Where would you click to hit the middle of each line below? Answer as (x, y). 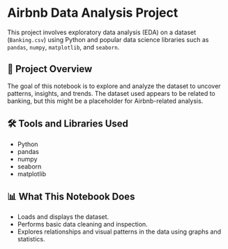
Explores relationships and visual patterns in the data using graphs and (119, 232)
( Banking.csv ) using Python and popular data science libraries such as (108, 39)
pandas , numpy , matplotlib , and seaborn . (63, 47)
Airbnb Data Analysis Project (93, 13)
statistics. (31, 239)
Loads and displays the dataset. (63, 217)
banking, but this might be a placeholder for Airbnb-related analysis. (105, 101)
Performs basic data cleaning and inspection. (82, 225)
